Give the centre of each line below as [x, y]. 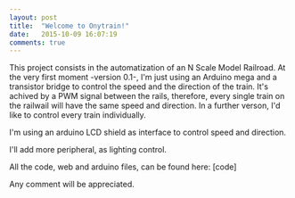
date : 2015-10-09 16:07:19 [63, 34]
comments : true [37, 42]
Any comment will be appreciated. [72, 185]
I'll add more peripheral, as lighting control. [88, 150]
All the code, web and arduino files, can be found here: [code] [123, 167]
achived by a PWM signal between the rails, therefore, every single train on [147, 96]
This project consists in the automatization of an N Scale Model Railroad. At [147, 68]
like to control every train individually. [78, 115]
